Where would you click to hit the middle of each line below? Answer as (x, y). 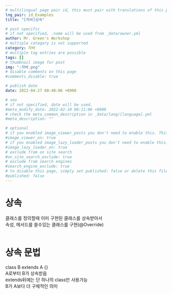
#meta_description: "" (29, 119)
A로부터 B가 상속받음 (26, 273)
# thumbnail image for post (35, 62)
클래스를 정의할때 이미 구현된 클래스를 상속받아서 (54, 218)
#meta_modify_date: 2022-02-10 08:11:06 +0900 (56, 109)
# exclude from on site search (39, 152)
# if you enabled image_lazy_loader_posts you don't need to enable (80, 142)
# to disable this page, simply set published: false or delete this (81, 171)
